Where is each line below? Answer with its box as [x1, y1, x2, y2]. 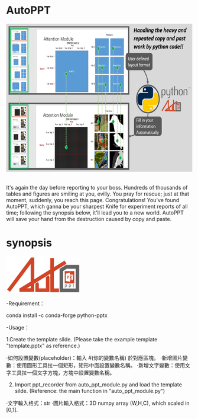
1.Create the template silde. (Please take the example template [6, 335, 158, 343]
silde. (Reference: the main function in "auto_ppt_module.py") [14, 387, 165, 394]
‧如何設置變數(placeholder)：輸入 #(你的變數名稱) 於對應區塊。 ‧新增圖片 [6, 354, 183, 362]
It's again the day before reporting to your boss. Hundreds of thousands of [6, 184, 188, 191]
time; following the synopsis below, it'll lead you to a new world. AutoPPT [6, 209, 184, 216]
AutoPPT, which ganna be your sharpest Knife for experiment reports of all [6, 203, 188, 210]
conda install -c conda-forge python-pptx [6, 312, 108, 319]
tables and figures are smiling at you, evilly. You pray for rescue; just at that [6, 190, 190, 197]
